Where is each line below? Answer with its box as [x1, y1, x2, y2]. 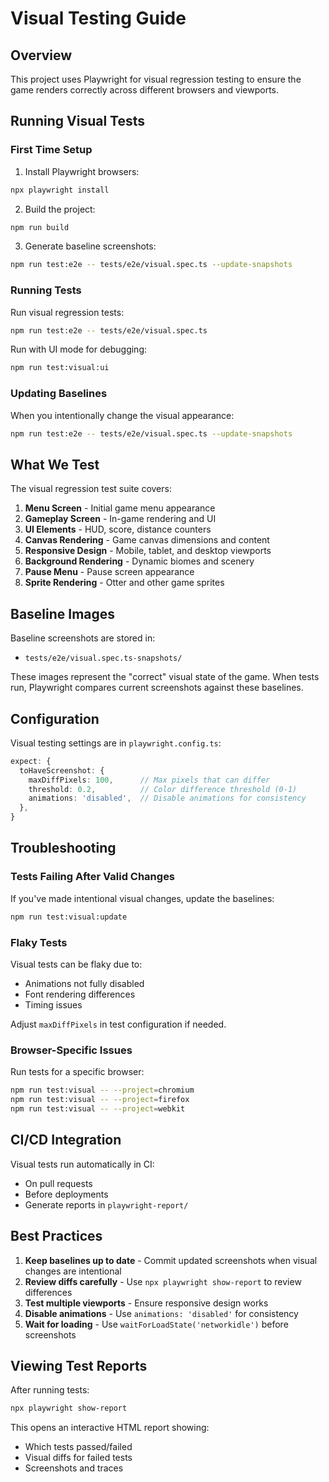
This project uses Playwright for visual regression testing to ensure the [10, 73, 302, 85]
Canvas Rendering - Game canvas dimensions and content [24, 534, 270, 546]
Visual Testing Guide [10, 7, 187, 30]
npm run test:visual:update [10, 912, 128, 922]
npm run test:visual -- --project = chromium [10, 1085, 195, 1096]
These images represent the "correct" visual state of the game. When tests [10, 671, 320, 683]
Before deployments [24, 1188, 109, 1200]
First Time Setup [10, 143, 93, 157]
